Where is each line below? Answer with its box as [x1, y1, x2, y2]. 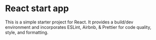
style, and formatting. [5, 29, 49, 35]
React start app [5, 3, 69, 14]
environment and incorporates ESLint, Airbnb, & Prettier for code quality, [5, 24, 152, 30]
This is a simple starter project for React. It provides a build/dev [5, 19, 133, 25]
